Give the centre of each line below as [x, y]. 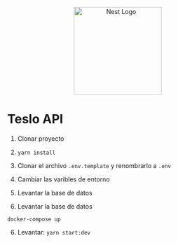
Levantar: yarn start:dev [54, 232]
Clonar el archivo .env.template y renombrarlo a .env [94, 165]
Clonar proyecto [41, 138]
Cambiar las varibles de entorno [63, 179]
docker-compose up [34, 219]
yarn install [36, 153]
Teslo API [35, 119]
